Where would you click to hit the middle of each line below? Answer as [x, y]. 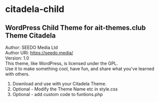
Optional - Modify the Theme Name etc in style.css [65, 89]
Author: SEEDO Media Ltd [32, 47]
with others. [17, 74]
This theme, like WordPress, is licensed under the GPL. [62, 63]
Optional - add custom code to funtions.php [57, 94]
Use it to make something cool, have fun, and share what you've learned [80, 69]
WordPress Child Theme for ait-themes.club [75, 28]
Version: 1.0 [17, 58]
